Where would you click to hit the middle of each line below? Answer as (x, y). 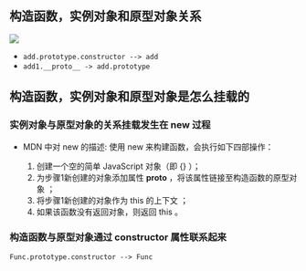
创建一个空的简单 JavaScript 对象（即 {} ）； (118, 166)
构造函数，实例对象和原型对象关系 (106, 16)
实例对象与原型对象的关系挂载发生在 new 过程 (111, 125)
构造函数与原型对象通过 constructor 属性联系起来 (118, 237)
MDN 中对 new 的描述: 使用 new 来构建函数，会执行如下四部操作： (148, 146)
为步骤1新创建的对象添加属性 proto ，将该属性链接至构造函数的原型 (163, 177)
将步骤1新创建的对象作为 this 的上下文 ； (112, 200)
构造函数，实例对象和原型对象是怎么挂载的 (129, 97)
